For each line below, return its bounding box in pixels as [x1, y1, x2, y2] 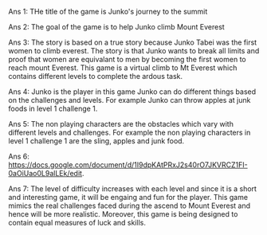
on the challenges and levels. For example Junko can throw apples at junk [8, 96, 251, 104]
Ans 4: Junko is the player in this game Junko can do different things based [8, 87, 257, 96]
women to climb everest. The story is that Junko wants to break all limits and [8, 46, 260, 55]
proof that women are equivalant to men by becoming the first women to [8, 55, 246, 64]
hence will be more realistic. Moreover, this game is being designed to [8, 210, 238, 218]
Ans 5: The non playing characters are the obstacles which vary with [8, 119, 234, 128]
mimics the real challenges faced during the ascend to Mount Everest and [8, 201, 251, 210]
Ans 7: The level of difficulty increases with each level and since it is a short [8, 184, 257, 194]
